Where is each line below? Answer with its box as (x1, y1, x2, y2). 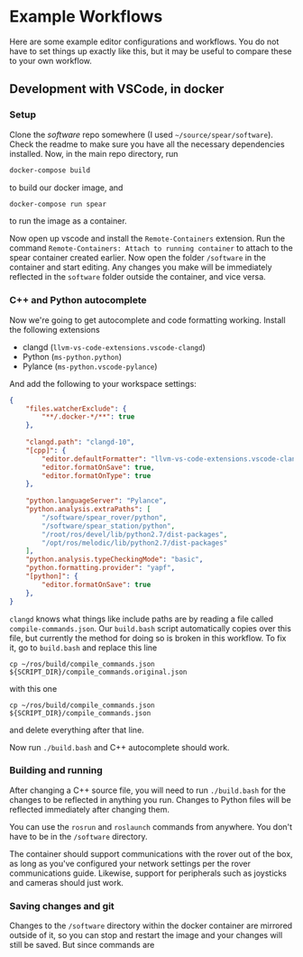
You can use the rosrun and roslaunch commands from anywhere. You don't (9, 821, 293, 832)
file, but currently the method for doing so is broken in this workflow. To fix (9, 632, 287, 643)
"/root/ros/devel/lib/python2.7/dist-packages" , (41, 529, 228, 538)
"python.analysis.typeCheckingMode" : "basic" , (25, 555, 204, 565)
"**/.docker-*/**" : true (41, 412, 135, 421)
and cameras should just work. (9, 877, 124, 888)
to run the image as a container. (9, 216, 128, 226)
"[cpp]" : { (25, 446, 67, 455)
